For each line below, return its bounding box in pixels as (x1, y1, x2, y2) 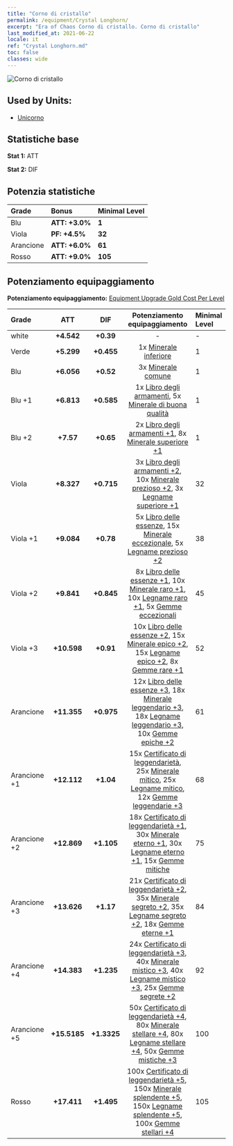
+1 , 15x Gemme (131, 856, 184, 865)
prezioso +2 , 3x (132, 483, 184, 493)
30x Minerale (136, 830, 180, 839)
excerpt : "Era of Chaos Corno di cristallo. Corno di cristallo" (7, 23, 200, 30)
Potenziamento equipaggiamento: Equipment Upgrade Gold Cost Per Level (7, 294, 225, 302)
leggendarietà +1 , (128, 821, 187, 831)
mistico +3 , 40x (132, 966, 184, 975)
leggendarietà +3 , (128, 948, 187, 957)
